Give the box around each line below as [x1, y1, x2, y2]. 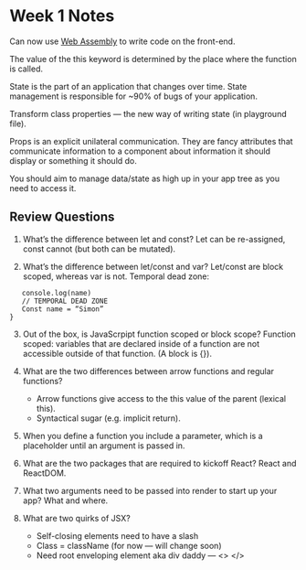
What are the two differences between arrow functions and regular [22, 365, 275, 376]
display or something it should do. [9, 155, 137, 166]
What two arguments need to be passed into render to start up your [22, 485, 278, 496]
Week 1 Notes [9, 5, 115, 27]
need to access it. [9, 182, 77, 193]
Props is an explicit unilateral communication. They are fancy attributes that [9, 135, 294, 146]
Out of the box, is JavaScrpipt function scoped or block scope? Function [22, 328, 297, 339]
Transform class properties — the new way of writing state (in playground [9, 108, 287, 119]
